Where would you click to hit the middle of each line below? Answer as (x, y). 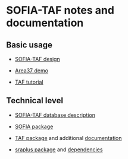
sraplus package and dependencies (59, 150)
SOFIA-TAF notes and (60, 10)
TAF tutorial (29, 82)
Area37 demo (32, 71)
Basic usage (29, 45)
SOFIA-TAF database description (55, 115)
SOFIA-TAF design (38, 59)
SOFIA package (34, 126)
